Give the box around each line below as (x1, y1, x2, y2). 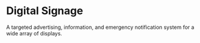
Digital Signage (6, 4, 84, 18)
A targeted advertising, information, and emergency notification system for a (6, 24, 195, 31)
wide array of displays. (6, 29, 63, 37)
